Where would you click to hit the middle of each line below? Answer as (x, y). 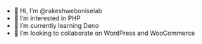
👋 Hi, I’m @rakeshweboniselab (58, 11)
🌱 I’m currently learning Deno (56, 25)
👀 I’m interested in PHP (47, 18)
